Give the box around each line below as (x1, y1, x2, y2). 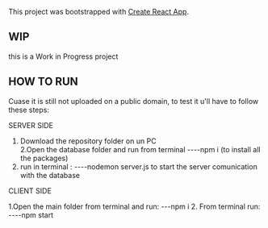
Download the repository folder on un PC (19, 136, 157, 146)
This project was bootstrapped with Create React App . (8, 7, 190, 16)
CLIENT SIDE (8, 185, 52, 196)
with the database (19, 170, 81, 180)
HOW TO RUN (8, 75, 78, 89)
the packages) (19, 153, 69, 163)
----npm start (8, 209, 54, 220)
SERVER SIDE (8, 120, 54, 130)
